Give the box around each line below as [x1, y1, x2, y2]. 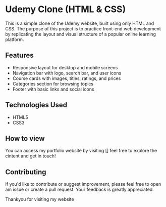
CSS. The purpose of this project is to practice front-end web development [5, 25, 161, 31]
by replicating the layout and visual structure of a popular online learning [5, 31, 156, 37]
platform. [5, 36, 24, 43]
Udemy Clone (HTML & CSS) [5, 4, 126, 15]
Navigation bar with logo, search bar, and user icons [12, 70, 122, 76]
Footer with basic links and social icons [12, 86, 94, 92]
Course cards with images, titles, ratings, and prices [12, 75, 121, 81]
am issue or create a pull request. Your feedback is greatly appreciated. [5, 186, 154, 193]
